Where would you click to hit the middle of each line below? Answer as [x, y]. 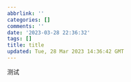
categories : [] [29, 20]
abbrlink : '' [26, 13]
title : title [26, 45]
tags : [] [20, 39]
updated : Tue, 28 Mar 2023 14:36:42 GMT [66, 52]
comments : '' [26, 26]
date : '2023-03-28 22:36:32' [49, 32]
